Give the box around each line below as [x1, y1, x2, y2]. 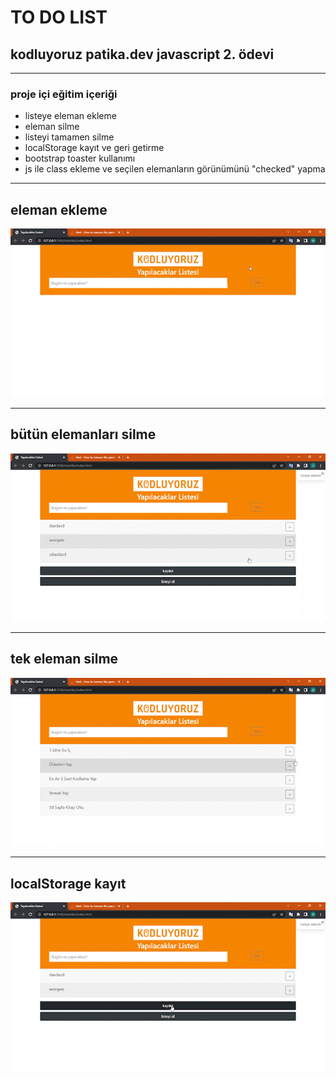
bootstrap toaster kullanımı [24, 152, 136, 165]
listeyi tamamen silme [24, 131, 115, 143]
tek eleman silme [10, 651, 119, 668]
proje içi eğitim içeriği [10, 87, 118, 101]
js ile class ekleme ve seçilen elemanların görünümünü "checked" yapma [24, 163, 326, 175]
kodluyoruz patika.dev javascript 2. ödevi [10, 46, 275, 63]
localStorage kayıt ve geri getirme [24, 142, 165, 154]
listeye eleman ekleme [24, 110, 117, 122]
